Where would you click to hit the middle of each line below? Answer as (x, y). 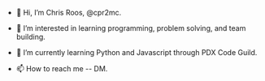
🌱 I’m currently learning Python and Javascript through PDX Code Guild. (137, 52)
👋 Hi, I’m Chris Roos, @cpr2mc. (69, 13)
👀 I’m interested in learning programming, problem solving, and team (131, 28)
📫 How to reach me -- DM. (62, 68)
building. (31, 37)
